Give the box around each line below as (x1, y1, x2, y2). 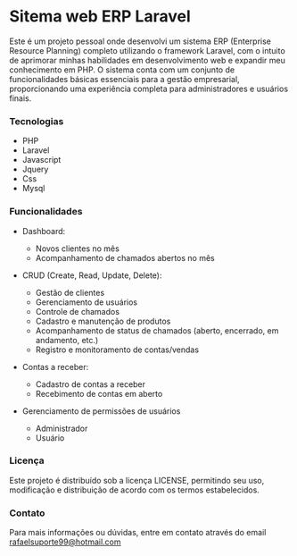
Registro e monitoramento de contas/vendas (35, 344, 199, 355)
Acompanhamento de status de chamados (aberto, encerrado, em (35, 324, 279, 336)
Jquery (21, 164, 49, 175)
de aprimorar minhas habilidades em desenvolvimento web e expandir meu (9, 55, 285, 65)
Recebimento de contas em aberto (35, 388, 163, 399)
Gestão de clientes (35, 287, 105, 298)
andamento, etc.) (35, 334, 99, 345)
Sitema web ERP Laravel (9, 6, 192, 27)
